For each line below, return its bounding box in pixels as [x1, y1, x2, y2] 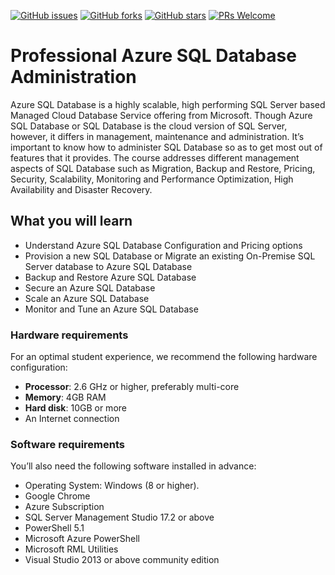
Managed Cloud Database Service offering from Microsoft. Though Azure [10, 109, 313, 121]
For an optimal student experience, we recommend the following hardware [10, 351, 318, 363]
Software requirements [10, 437, 126, 451]
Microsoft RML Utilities [24, 543, 119, 555]
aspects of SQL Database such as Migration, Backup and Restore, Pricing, [10, 162, 316, 174]
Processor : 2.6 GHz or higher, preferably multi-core [24, 381, 240, 393]
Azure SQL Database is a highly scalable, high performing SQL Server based [10, 98, 326, 110]
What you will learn [10, 213, 133, 230]
